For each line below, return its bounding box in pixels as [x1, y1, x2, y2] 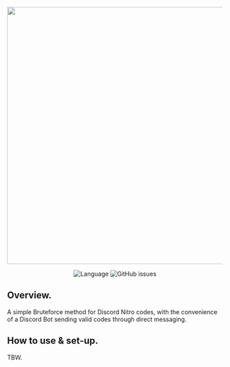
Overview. [7, 289, 52, 301]
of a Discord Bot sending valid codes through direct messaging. [7, 315, 187, 323]
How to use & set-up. [7, 335, 99, 346]
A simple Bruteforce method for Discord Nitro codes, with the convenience [7, 307, 218, 316]
